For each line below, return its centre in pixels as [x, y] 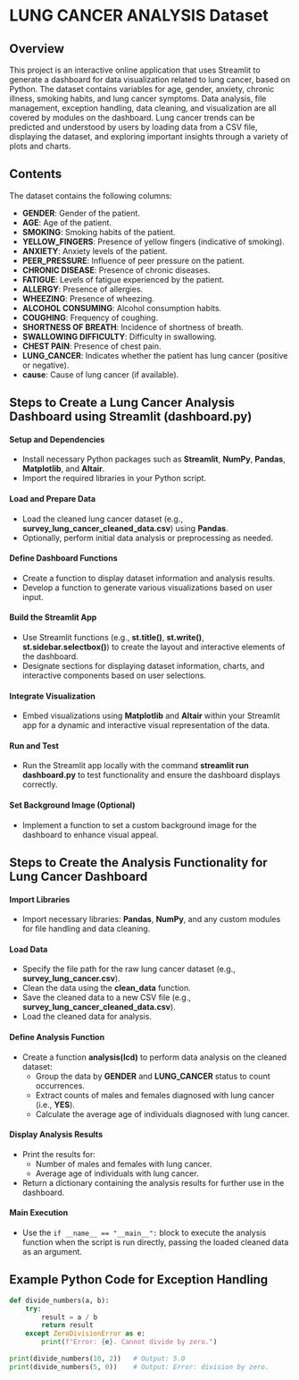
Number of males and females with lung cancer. [124, 1164]
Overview [37, 49]
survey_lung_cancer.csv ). [71, 978]
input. [33, 597]
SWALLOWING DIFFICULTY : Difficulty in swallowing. [119, 336]
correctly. [40, 784]
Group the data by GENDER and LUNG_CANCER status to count [153, 1076]
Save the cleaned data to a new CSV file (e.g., [107, 997]
